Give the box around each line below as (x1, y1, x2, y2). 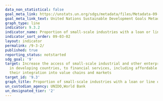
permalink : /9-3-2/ (5, 43, 45, 48)
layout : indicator (5, 39, 42, 44)
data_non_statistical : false (5, 7, 64, 12)
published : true (5, 48, 38, 52)
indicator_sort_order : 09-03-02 (5, 34, 70, 39)
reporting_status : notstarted (5, 52, 66, 57)
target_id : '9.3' (5, 75, 40, 80)
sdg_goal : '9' (5, 57, 34, 62)
